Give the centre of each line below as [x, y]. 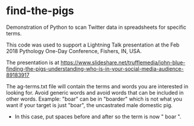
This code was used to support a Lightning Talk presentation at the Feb [93, 45]
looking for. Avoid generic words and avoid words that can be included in [95, 92]
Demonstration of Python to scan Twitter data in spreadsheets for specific [96, 27]
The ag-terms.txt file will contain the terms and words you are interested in [97, 86]
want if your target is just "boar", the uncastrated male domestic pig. [89, 105]
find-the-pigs [40, 11]
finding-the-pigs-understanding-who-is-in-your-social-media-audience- [95, 68]
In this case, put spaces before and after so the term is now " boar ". [98, 117]
